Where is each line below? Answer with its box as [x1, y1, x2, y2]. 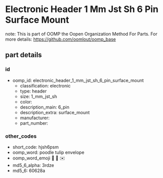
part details [5, 51, 42, 59]
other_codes [5, 132, 37, 139]
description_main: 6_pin [20, 104, 69, 110]
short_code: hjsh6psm [12, 144, 59, 150]
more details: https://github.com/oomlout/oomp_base [5, 36, 116, 42]
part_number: [20, 120, 48, 126]
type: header [20, 88, 47, 94]
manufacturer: [20, 115, 50, 121]
